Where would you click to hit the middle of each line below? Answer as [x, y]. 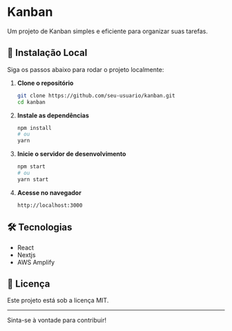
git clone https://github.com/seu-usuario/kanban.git [96, 95]
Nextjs [26, 255]
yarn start [33, 179]
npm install [34, 128]
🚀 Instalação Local [47, 53]
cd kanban [31, 102]
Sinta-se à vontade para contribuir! [57, 320]
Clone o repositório [45, 83]
